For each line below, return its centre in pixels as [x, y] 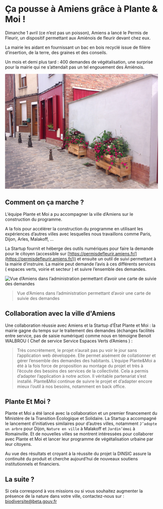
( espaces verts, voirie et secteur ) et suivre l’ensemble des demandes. [76, 269]
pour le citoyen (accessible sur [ [37, 253]
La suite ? [20, 479]
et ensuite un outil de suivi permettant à [116, 259]
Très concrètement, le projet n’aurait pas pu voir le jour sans [77, 350]
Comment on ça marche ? [44, 202]
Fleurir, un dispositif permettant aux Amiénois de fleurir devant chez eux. [78, 38]
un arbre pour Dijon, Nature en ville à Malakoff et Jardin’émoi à [70, 429]
